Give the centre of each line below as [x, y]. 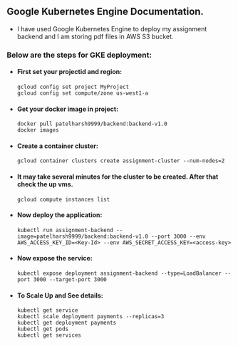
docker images [38, 130]
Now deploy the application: [59, 215]
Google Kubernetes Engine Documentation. [105, 12]
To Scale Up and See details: [60, 295]
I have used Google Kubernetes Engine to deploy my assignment [112, 28]
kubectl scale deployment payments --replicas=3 [90, 317]
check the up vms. [45, 184]
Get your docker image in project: [68, 109]
